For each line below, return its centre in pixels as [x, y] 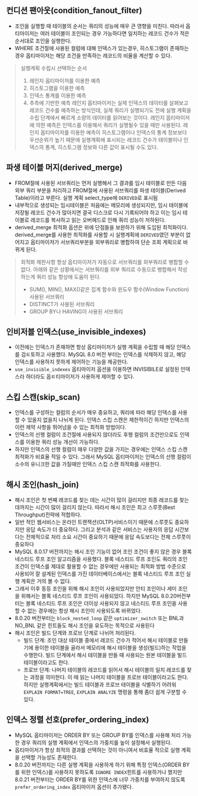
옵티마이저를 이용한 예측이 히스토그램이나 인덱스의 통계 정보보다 [114, 132]
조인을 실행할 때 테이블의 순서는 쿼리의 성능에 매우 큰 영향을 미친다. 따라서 [99, 26]
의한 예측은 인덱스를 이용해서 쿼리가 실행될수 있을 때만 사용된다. [109, 125]
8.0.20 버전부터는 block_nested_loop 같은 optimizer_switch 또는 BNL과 [99, 618]
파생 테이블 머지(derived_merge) [64, 168]
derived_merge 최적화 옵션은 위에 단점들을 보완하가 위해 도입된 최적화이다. [101, 227]
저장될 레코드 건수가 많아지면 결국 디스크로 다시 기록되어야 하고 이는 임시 [98, 212]
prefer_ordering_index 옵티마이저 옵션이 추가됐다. [74, 787]
